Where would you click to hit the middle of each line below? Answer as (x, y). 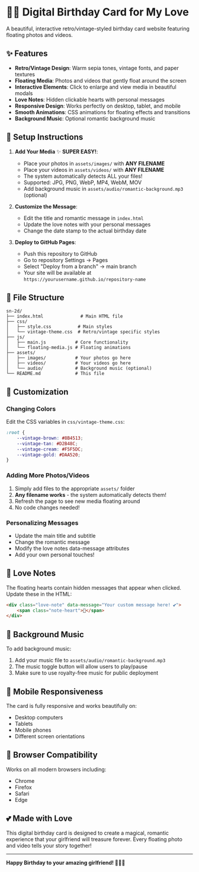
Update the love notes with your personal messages (87, 224)
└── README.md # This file (55, 374)
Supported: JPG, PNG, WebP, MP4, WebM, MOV (83, 182)
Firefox (23, 787)
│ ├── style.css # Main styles (59, 327)
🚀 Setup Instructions (45, 137)
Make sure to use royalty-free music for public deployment (86, 673)
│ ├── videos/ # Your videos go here (69, 363)
